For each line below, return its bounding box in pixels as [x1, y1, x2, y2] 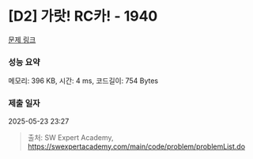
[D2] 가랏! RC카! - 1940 [8, 7, 158, 25]
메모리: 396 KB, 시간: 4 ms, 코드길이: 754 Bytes [8, 76, 159, 85]
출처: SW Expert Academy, [27, 132, 114, 142]
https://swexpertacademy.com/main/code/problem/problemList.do [27, 142, 246, 151]
